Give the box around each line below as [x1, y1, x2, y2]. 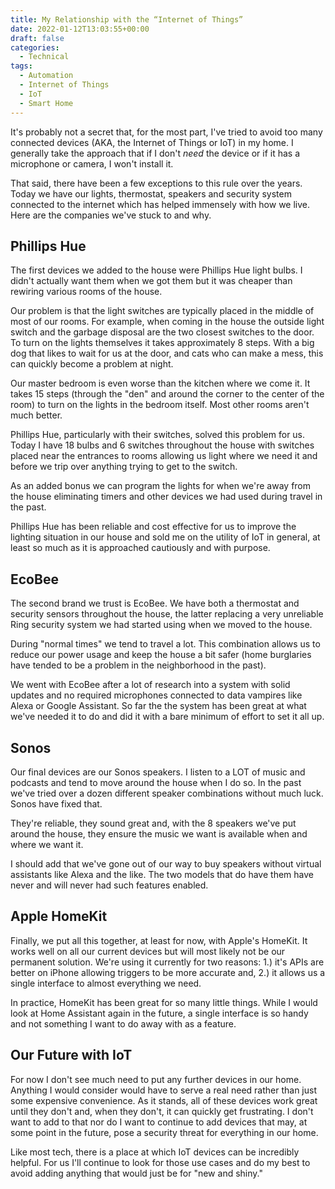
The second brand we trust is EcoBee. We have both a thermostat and [10, 597, 300, 610]
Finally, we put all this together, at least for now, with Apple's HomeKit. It [10, 934, 308, 946]
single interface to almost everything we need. [10, 977, 202, 989]
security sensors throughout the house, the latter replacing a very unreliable [10, 608, 324, 620]
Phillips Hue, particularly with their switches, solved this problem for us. [10, 429, 306, 441]
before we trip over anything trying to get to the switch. [10, 461, 238, 473]
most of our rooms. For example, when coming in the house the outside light [10, 316, 325, 328]
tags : [10, 61, 33, 71]
